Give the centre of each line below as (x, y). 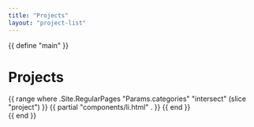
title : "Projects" (38, 15)
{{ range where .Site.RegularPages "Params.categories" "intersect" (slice (127, 99)
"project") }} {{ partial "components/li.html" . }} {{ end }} (99, 107)
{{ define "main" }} (39, 45)
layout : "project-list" (47, 23)
